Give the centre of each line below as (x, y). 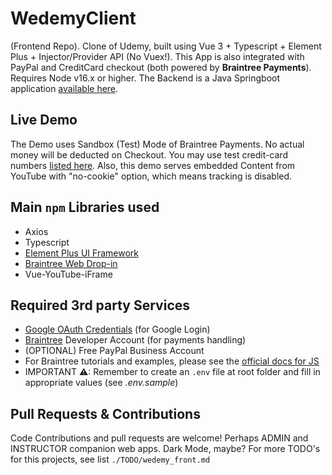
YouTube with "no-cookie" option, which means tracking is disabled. (151, 176)
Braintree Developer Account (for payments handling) (135, 340)
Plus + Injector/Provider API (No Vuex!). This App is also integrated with (157, 56)
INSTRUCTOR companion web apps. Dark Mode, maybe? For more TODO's (165, 449)
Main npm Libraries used (85, 207)
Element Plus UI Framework (81, 253)
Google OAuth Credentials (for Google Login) (117, 329)
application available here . (64, 88)
